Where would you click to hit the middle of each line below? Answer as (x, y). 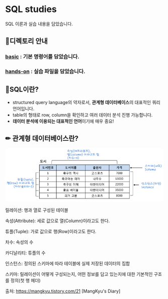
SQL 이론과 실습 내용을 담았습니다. (39, 24)
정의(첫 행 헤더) (26, 280)
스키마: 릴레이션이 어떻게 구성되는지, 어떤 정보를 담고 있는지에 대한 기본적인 (79, 274)
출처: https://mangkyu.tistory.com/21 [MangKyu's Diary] (63, 291)
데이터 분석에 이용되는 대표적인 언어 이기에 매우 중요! (63, 121)
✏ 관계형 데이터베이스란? (42, 138)
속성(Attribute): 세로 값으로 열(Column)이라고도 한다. (58, 221)
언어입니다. (23, 109)
